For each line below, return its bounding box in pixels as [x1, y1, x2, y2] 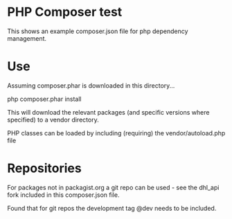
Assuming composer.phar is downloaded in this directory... [7, 81, 175, 90]
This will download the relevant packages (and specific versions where [7, 108, 210, 116]
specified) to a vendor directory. [7, 115, 99, 124]
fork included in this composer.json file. [7, 191, 120, 199]
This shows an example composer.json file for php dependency [7, 27, 188, 35]
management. [7, 34, 47, 42]
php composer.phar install [7, 95, 82, 103]
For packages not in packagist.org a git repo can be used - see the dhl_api [7, 183, 220, 191]
